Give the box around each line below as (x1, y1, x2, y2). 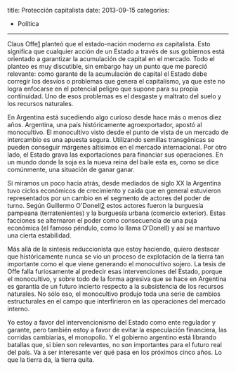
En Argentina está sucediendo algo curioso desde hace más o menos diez (7, 113, 222, 122)
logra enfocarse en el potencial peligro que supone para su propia (7, 84, 199, 93)
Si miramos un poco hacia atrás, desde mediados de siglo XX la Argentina (7, 179, 221, 187)
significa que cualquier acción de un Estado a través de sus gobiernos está (7, 47, 225, 56)
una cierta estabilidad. (7, 231, 72, 240)
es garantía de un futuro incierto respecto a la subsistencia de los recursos (7, 282, 224, 290)
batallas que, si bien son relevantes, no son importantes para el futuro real (7, 341, 223, 349)
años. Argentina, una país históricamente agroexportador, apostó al (7, 121, 202, 129)
